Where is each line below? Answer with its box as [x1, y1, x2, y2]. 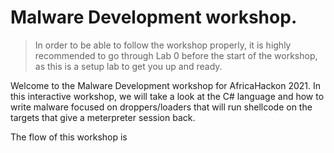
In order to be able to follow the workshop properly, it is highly [34, 39, 292, 51]
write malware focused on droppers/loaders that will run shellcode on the [10, 101, 313, 113]
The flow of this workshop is [10, 131, 128, 143]
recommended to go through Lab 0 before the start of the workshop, [34, 49, 318, 61]
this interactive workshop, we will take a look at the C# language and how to [10, 90, 325, 102]
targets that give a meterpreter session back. [10, 111, 196, 123]
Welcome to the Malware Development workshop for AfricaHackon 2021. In [10, 79, 321, 91]
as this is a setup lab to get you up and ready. [34, 60, 223, 72]
